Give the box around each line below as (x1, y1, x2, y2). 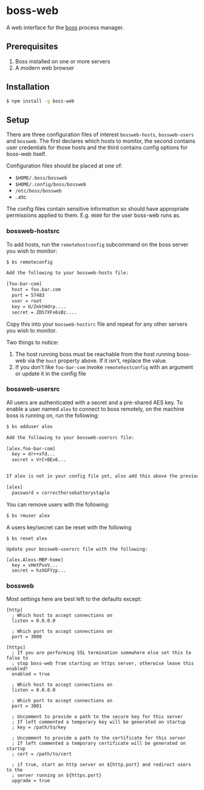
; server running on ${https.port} (12, 772, 102, 778)
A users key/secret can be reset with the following (6, 523, 132, 531)
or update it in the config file (15, 370, 86, 377)
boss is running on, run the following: (6, 412, 99, 419)
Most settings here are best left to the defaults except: (6, 595, 142, 603)
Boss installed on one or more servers (15, 57, 110, 65)
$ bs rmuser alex (6, 512, 50, 518)
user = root (12, 298, 42, 304)
